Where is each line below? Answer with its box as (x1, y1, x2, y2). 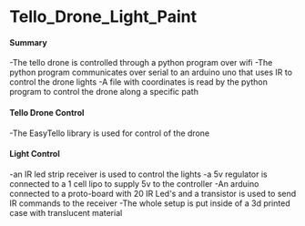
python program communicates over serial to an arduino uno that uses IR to (9, 67, 293, 78)
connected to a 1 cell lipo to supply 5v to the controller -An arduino (9, 178, 259, 189)
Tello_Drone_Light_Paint (9, 6, 198, 27)
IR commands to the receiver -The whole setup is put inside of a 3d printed (9, 198, 290, 209)
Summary (9, 36, 47, 47)
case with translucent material (9, 207, 123, 218)
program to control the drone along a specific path (9, 87, 198, 98)
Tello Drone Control (9, 107, 85, 118)
